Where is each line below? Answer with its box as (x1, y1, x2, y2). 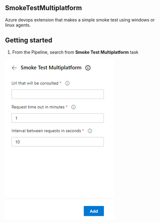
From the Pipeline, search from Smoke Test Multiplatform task (12, 49, 139, 55)
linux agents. (5, 22, 31, 28)
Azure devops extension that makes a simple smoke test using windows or (5, 17, 155, 22)
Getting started (5, 36, 53, 44)
